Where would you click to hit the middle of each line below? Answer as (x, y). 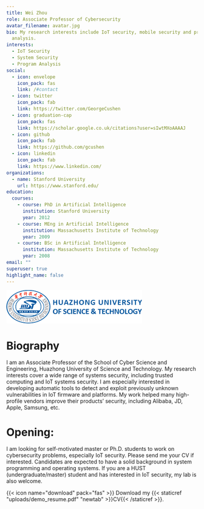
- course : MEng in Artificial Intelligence (73, 224)
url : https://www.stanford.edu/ (58, 186)
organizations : (25, 173)
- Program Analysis (36, 64)
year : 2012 (36, 217)
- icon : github (31, 134)
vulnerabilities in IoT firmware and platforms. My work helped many (90, 395)
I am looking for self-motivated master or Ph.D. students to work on (90, 449)
